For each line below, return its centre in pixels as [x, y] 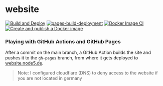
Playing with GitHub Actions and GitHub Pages [63, 41]
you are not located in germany [50, 78]
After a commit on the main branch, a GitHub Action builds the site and [78, 53]
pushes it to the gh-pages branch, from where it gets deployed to [72, 58]
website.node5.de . [24, 63]
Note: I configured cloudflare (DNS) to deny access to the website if [88, 73]
